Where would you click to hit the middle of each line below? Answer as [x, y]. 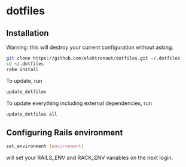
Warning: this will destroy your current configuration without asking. [90, 47]
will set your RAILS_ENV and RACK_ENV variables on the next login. [90, 158]
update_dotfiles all [32, 114]
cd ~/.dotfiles [25, 64]
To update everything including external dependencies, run [79, 103]
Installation [28, 33]
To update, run [24, 81]
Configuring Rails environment [65, 132]
